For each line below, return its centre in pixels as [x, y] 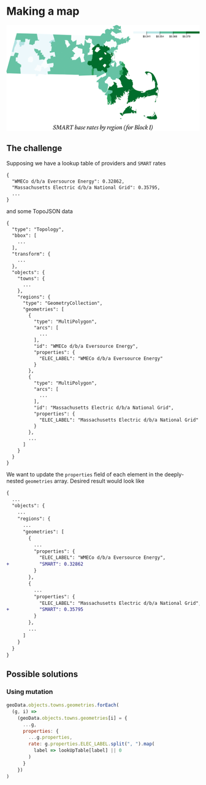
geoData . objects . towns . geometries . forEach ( [63, 705]
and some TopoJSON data [40, 211]
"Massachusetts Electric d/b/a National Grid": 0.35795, [86, 187]
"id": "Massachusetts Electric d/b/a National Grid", [104, 408]
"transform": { [31, 254]
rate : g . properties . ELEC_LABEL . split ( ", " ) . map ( [92, 744]
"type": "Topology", [38, 229]
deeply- [174, 474]
